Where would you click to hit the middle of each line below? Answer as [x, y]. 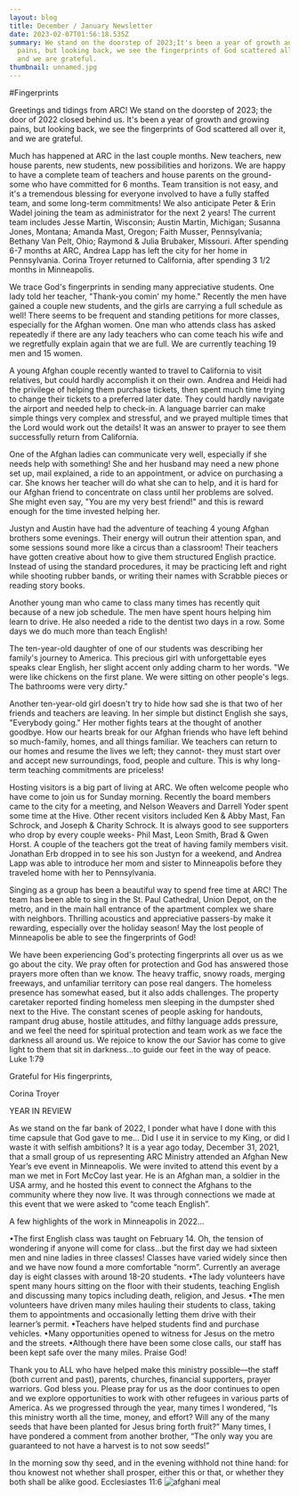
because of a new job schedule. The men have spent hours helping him [140, 611]
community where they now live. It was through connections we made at [142, 1194]
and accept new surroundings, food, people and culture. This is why [134, 760]
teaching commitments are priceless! [96, 769]
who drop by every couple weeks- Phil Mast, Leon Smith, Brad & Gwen [139, 835]
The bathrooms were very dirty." [69, 686]
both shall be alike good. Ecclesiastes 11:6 [86, 1482]
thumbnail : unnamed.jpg [53, 68]
